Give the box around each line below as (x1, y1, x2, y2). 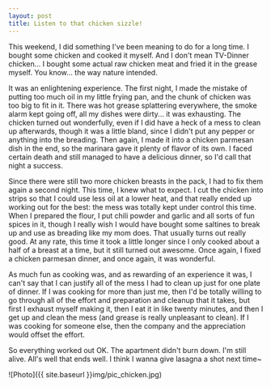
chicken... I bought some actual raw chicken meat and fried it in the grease (8, 58, 257, 69)
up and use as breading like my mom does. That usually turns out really (8, 228, 247, 237)
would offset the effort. (8, 330, 85, 339)
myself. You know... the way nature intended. (8, 67, 158, 77)
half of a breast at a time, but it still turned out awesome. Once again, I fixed (8, 245, 261, 255)
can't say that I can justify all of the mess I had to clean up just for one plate (8, 278, 260, 287)
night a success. (8, 160, 63, 170)
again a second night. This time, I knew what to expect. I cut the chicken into (8, 185, 264, 194)
